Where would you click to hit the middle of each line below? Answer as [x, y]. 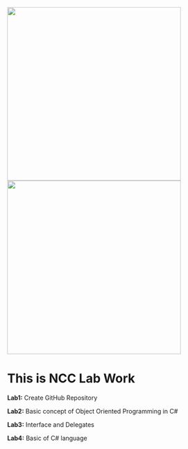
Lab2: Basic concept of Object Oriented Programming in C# [93, 411]
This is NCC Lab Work [71, 379]
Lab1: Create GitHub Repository [52, 398]
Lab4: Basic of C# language [48, 438]
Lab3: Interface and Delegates [51, 424]
